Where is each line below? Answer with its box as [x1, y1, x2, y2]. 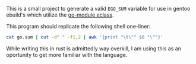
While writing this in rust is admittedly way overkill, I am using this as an [6, 44, 182, 52]
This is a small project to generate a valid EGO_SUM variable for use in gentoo [6, 5, 191, 12]
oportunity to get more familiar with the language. [6, 51, 128, 58]
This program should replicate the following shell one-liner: [6, 23, 151, 30]
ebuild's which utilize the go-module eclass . [6, 11, 114, 18]
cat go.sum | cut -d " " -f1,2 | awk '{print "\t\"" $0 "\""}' [6, 34, 163, 40]
